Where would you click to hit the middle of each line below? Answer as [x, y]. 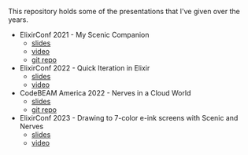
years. [19, 20]
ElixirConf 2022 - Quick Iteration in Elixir [85, 68]
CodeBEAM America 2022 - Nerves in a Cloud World [105, 93]
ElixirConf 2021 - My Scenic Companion [84, 35]
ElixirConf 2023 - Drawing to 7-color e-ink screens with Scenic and [129, 118]
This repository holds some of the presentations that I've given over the [124, 11]
